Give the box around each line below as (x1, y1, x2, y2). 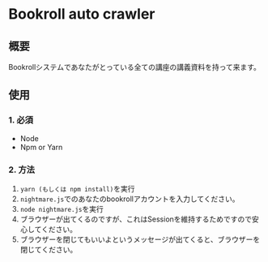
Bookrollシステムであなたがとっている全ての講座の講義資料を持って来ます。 (8, 62, 262, 71)
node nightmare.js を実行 (19, 204, 104, 213)
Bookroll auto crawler (8, 5, 155, 24)
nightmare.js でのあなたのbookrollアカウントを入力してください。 (19, 194, 240, 204)
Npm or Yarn (19, 142, 63, 152)
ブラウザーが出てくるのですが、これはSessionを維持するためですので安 (19, 214, 259, 224)
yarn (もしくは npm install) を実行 (19, 183, 135, 193)
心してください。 (19, 224, 77, 234)
